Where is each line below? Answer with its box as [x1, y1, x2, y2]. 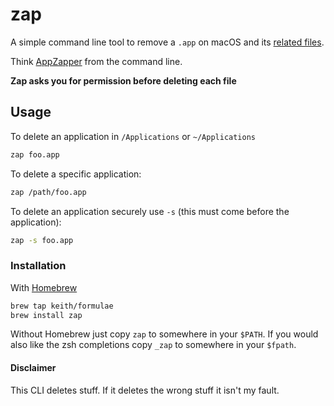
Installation [10, 259, 67, 273]
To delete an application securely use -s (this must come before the [10, 205, 290, 217]
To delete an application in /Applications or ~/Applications [10, 130, 256, 142]
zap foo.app [10, 149, 60, 160]
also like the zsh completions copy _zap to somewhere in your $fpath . [10, 339, 297, 351]
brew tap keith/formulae [10, 301, 114, 311]
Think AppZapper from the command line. [10, 55, 183, 67]
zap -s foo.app [10, 235, 74, 245]
